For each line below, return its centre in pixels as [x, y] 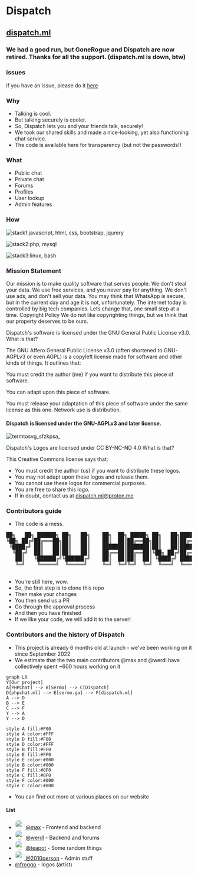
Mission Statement [34, 271]
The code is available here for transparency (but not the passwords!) [98, 145]
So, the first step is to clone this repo [59, 588]
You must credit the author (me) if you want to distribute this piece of [90, 374]
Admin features [33, 204]
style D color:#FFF [30, 744]
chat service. [30, 139]
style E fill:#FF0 [29, 754]
